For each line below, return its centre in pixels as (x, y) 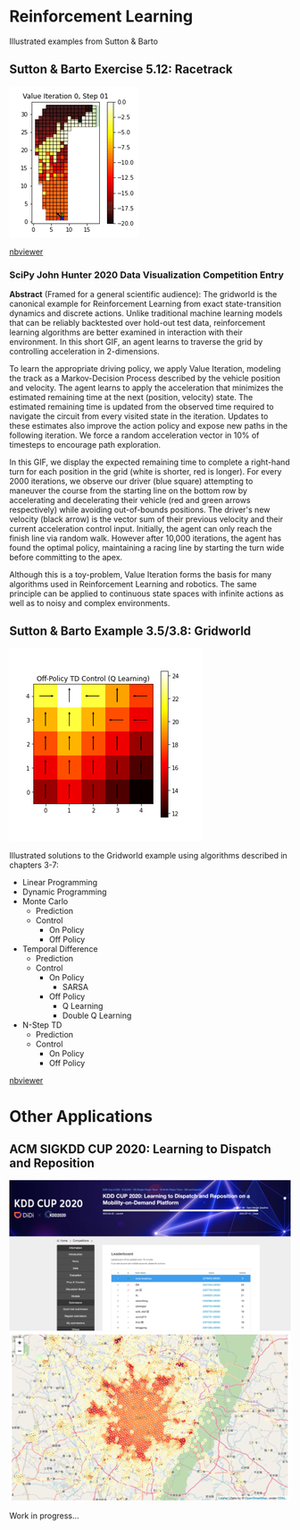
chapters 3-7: (34, 865)
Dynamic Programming (64, 892)
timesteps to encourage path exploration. (85, 445)
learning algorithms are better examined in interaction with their (126, 332)
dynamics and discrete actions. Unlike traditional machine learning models (146, 313)
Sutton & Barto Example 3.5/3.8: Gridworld (130, 632)
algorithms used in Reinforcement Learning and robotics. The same (133, 585)
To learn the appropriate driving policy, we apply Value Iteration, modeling (145, 369)
